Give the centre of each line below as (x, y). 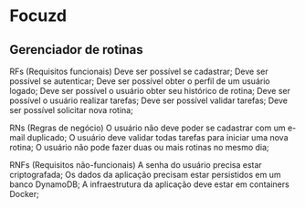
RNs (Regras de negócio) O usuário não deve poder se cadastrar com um (147, 128)
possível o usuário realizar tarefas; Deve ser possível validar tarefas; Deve (148, 100)
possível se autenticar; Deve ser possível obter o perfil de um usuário (140, 81)
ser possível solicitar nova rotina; (72, 110)
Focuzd (38, 16)
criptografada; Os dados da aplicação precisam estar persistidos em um (145, 175)
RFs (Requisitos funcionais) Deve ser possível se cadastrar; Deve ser (139, 71)
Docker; (24, 194)
